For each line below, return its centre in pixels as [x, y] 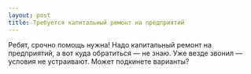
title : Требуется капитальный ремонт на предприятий [96, 23]
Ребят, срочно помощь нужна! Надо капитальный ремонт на [110, 44]
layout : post [30, 15]
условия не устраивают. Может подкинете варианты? [99, 61]
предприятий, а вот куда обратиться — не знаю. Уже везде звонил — [125, 53]
